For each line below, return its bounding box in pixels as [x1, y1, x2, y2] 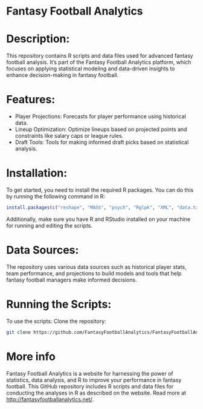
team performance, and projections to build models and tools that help [6, 269, 182, 277]
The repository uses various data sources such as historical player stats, [6, 263, 187, 271]
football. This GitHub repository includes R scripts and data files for [6, 382, 174, 390]
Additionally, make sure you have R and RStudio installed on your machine [6, 215, 191, 223]
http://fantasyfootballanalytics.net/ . [6, 396, 94, 403]
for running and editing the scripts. [6, 221, 92, 229]
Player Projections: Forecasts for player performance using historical [14, 113, 186, 120]
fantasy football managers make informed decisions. [6, 276, 137, 283]
